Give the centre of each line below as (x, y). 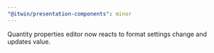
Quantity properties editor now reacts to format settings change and (107, 34)
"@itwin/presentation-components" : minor (70, 14)
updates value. (29, 41)
